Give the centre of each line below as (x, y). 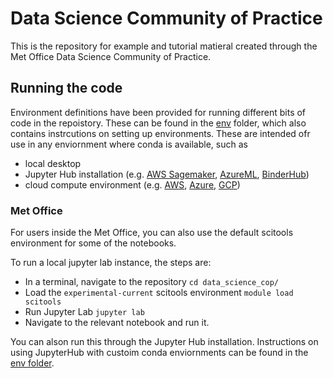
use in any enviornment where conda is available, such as (129, 144)
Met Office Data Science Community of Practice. (111, 56)
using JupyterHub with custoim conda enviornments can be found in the (159, 353)
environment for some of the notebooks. (93, 243)
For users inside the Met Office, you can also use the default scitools (152, 233)
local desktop (53, 163)
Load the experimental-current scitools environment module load (159, 293)
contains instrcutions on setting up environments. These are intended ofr (160, 133)
